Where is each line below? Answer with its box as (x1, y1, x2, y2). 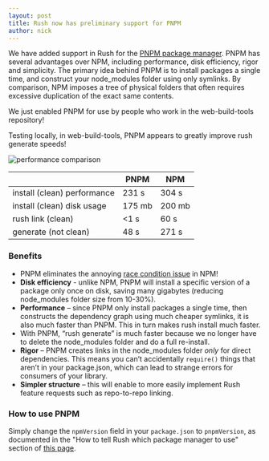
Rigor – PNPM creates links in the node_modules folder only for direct (19, 346, 251, 355)
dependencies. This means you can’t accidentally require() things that (19, 354, 255, 363)
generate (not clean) (12, 226, 90, 237)
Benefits (8, 250, 43, 261)
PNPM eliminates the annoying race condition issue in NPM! (19, 269, 218, 278)
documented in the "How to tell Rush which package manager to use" (8, 435, 239, 444)
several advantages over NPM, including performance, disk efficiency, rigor (8, 57, 259, 67)
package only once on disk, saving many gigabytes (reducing (19, 285, 224, 295)
